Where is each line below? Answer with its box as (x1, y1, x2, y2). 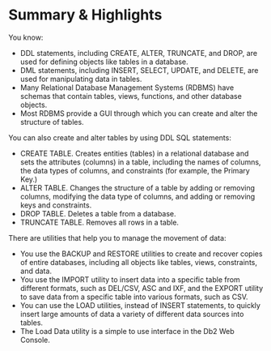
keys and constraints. (19, 200, 92, 210)
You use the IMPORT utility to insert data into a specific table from (19, 274, 240, 285)
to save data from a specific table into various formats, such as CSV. (19, 292, 248, 302)
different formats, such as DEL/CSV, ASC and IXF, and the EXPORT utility (19, 283, 264, 293)
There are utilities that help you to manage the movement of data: (8, 233, 227, 242)
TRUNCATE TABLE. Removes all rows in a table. (19, 217, 180, 227)
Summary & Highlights (8, 6, 163, 24)
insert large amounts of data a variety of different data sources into (19, 309, 244, 319)
